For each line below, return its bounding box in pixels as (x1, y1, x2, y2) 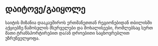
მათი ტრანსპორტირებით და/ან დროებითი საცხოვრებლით (5, 30, 130, 36)
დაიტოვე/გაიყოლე (5, 3, 86, 15)
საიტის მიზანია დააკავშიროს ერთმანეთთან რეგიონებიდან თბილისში (5, 20, 152, 25)
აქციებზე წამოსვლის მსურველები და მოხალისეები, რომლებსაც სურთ (5, 24, 153, 30)
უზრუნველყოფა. (5, 35, 40, 41)
